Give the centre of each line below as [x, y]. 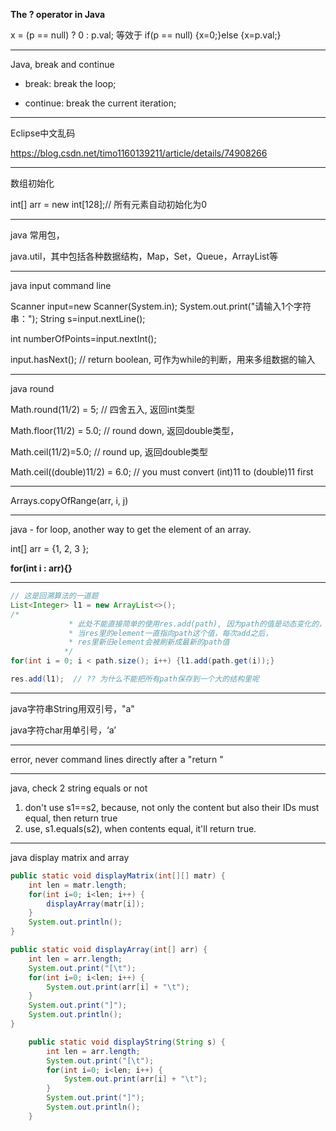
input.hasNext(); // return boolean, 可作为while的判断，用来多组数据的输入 [163, 359]
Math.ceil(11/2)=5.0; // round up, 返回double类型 [109, 452]
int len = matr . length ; [78, 885]
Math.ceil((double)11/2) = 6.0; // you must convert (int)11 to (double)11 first [162, 472]
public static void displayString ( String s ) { [127, 1042]
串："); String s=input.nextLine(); [78, 318]
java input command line [61, 285]
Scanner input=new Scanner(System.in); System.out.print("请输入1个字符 [161, 306]
